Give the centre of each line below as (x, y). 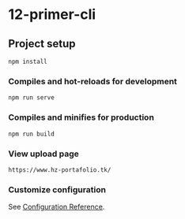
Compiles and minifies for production (81, 117)
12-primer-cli (52, 15)
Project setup (42, 44)
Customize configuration (57, 189)
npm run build (32, 134)
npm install (28, 61)
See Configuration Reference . (57, 207)
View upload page (43, 154)
